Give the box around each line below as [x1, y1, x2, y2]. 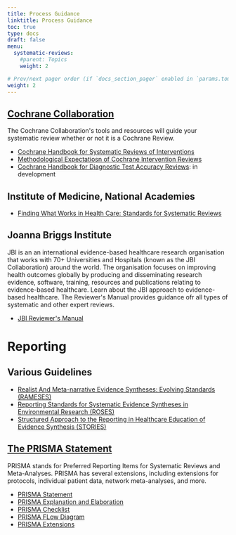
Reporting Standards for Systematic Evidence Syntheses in [17, 400, 188, 408]
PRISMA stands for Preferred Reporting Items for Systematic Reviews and [7, 461, 221, 470]
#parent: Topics [20, 56, 68, 63]
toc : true [7, 23, 37, 30]
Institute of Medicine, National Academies [7, 191, 195, 202]
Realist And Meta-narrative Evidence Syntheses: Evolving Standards [17, 385, 216, 394]
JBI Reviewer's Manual [17, 314, 84, 322]
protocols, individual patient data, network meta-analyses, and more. [7, 476, 207, 485]
